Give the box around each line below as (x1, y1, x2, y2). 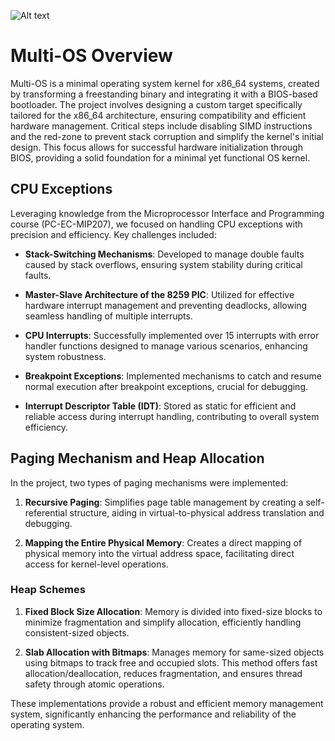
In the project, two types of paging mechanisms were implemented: (10, 476, 289, 489)
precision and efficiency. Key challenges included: (10, 228, 217, 240)
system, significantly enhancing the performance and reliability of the (10, 708, 297, 720)
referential (24, 506, 68, 519)
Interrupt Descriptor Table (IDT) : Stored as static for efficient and (24, 400, 297, 412)
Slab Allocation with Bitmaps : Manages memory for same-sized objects (24, 646, 325, 658)
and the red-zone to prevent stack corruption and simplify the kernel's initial (10, 130, 324, 142)
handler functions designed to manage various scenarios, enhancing (24, 340, 308, 352)
